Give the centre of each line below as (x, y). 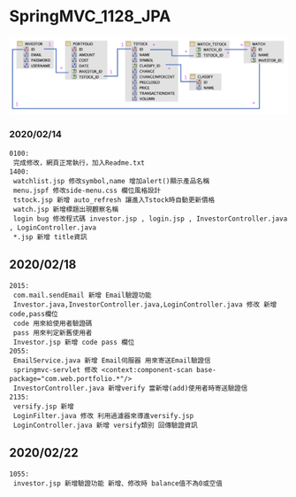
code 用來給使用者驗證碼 (53, 324)
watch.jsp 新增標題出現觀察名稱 (66, 210)
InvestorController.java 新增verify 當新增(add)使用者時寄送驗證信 (130, 388)
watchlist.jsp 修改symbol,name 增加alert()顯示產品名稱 (111, 182)
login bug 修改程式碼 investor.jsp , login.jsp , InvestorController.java (150, 219)
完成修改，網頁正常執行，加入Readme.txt (79, 163)
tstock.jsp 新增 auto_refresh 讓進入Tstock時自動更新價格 (114, 200)
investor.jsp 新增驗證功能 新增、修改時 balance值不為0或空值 (118, 484)
